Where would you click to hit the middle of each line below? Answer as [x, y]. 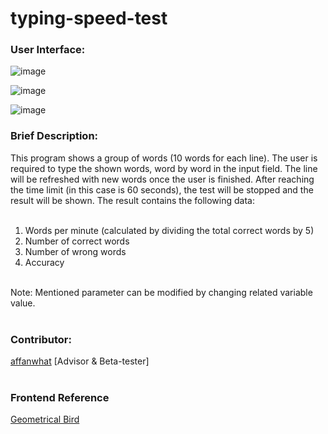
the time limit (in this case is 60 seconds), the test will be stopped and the [162, 189]
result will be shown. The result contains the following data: [132, 200]
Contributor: [41, 339]
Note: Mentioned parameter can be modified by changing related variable [161, 292]
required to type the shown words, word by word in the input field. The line [164, 168]
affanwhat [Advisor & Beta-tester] [80, 361]
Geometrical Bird [45, 419]
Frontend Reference [60, 397]
